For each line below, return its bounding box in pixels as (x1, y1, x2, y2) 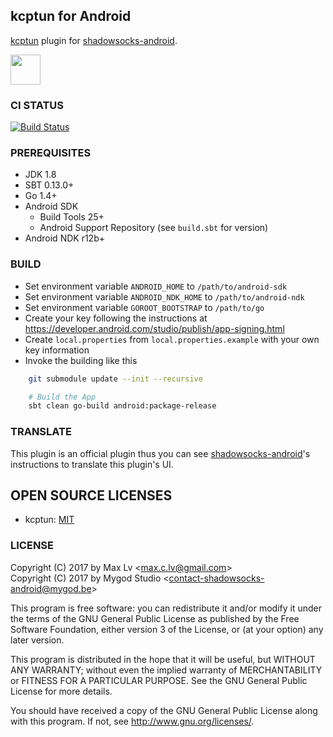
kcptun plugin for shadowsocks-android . (10, 34, 178, 46)
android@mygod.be (10, 582, 92, 594)
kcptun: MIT (24, 514, 75, 526)
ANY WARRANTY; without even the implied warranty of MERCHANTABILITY (10, 664, 323, 676)
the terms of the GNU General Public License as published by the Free (10, 612, 300, 624)
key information (24, 344, 90, 356)
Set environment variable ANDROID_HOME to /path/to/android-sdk (24, 280, 288, 292)
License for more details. (10, 685, 113, 697)
